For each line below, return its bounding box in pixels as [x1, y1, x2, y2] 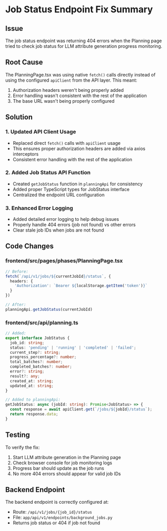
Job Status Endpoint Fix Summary [5, 4, 153, 15]
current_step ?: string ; [10, 350, 60, 355]
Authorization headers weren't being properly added [12, 87, 124, 93]
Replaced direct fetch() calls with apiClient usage [12, 140, 121, 146]
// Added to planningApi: [5, 397, 60, 403]
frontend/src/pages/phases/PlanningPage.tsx [5, 257, 123, 264]
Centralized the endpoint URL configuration [12, 192, 105, 198]
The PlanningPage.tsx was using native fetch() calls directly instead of [5, 71, 156, 78]
